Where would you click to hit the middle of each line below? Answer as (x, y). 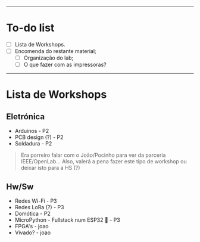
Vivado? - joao (33, 232)
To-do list (30, 28)
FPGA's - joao (32, 226)
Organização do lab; (49, 58)
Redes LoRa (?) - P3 (39, 207)
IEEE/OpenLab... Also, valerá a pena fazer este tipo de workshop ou (104, 162)
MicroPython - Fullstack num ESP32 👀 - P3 (67, 220)
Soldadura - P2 (33, 144)
